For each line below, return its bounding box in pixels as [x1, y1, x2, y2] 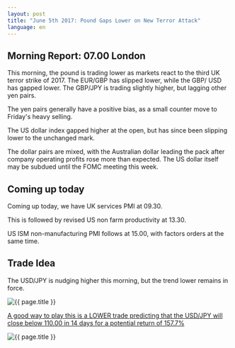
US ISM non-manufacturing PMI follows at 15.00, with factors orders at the [7, 230, 224, 237]
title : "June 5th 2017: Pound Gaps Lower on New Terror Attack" [7, 17, 201, 24]
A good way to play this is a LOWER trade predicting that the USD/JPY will [7, 311, 223, 320]
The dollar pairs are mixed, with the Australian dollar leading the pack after [7, 147, 225, 156]
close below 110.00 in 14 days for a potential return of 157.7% [7, 318, 185, 327]
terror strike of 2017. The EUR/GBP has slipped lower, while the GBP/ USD [7, 76, 222, 85]
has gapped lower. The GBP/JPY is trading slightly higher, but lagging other [7, 84, 227, 92]
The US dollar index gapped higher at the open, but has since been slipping [7, 126, 228, 135]
